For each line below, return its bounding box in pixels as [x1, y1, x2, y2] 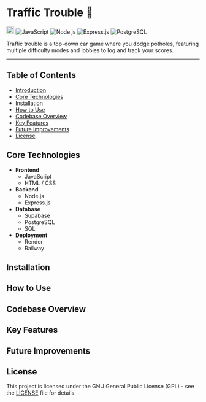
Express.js [24, 199, 51, 206]
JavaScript [24, 172, 52, 180]
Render [24, 238, 43, 245]
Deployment [15, 231, 48, 239]
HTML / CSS [24, 179, 56, 187]
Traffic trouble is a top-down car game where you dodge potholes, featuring [6, 40, 199, 47]
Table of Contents [6, 70, 77, 80]
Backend [15, 185, 39, 193]
